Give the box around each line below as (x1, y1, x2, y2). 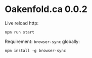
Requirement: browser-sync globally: (5, 38, 80, 44)
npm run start (5, 29, 35, 34)
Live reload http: (5, 20, 39, 26)
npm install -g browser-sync (5, 48, 66, 53)
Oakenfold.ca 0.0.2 (5, 3, 88, 15)
